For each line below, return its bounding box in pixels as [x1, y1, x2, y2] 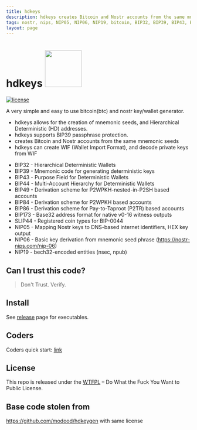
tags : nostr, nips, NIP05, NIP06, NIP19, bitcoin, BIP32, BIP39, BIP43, [6, 19, 188, 25]
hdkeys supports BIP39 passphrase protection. [14, 131, 128, 138]
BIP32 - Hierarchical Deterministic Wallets [14, 162, 116, 169]
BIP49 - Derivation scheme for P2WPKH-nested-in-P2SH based [14, 186, 170, 193]
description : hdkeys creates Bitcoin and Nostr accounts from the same [6, 14, 185, 20]
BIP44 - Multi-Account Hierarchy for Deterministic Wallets [14, 180, 155, 187]
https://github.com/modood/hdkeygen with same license [6, 417, 144, 425]
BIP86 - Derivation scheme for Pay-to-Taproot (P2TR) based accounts [14, 205, 185, 212]
